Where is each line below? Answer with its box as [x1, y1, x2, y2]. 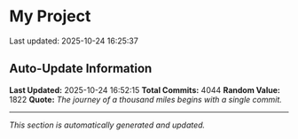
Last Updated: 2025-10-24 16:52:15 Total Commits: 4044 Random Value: [9, 84, 281, 95]
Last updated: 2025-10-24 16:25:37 [9, 35, 139, 46]
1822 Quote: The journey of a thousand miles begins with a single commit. [9, 94, 282, 104]
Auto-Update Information [9, 61, 153, 76]
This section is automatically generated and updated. [9, 120, 206, 130]
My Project [9, 6, 91, 27]
